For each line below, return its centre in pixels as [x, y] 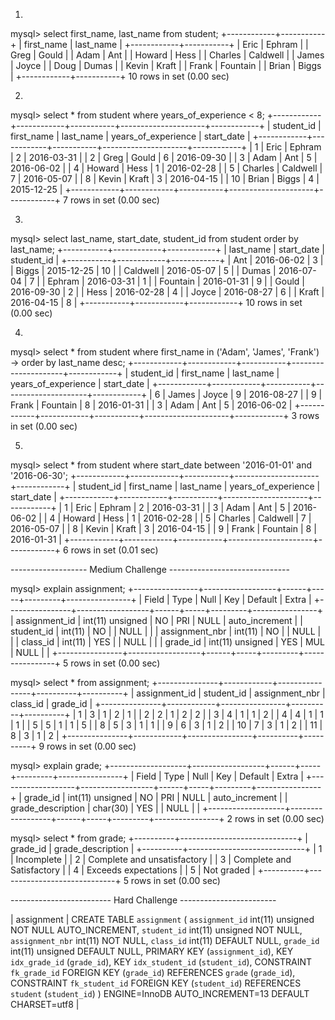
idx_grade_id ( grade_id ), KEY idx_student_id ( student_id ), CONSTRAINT [161, 962]
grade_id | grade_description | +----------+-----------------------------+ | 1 [166, 848]
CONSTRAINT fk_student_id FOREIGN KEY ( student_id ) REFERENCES [156, 983]
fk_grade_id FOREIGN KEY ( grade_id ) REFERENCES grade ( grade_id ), [153, 972]
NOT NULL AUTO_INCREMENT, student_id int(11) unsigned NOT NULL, [156, 930]
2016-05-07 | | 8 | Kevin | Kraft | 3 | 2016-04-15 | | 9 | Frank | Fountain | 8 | [163, 528]
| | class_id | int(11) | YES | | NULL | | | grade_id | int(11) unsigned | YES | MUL [167, 642]
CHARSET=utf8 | [45, 1004]
